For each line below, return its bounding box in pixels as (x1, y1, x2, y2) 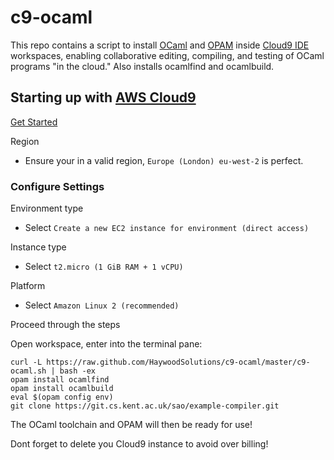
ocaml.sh (10, 366, 47, 376)
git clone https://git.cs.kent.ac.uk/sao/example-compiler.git (10, 401, 280, 411)
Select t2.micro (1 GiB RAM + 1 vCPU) (24, 261, 184, 273)
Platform (10, 280, 46, 292)
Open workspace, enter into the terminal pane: (10, 338, 203, 350)
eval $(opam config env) (10, 392, 114, 403)
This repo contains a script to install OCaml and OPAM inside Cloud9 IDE (10, 39, 310, 51)
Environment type (10, 202, 84, 215)
